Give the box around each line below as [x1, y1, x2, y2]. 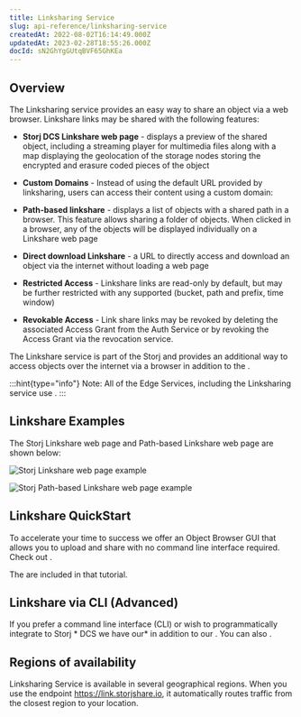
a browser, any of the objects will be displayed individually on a [22, 223, 258, 234]
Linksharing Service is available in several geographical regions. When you [9, 678, 287, 690]
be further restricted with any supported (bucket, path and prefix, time [22, 287, 284, 298]
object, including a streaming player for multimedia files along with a [22, 141, 277, 152]
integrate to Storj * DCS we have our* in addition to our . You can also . [9, 629, 272, 639]
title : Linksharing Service [9, 13, 115, 23]
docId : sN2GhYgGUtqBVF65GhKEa [9, 47, 123, 56]
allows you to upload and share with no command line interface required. [9, 542, 280, 553]
